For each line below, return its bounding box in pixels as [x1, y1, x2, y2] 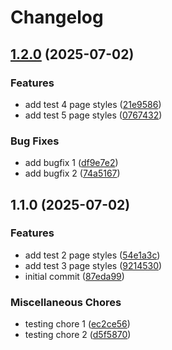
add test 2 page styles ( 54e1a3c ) [24, 249, 161, 261]
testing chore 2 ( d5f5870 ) [24, 329, 132, 341]
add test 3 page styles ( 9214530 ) [24, 259, 163, 271]
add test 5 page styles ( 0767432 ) [24, 109, 163, 121]
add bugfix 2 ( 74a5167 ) [24, 167, 121, 180]
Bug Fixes [10, 134, 60, 148]
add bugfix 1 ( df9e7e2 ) [24, 157, 119, 169]
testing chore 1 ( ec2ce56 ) [24, 318, 131, 330]
